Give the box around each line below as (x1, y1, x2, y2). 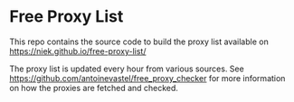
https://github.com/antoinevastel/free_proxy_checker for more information (9, 72, 286, 83)
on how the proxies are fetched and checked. (9, 82, 179, 93)
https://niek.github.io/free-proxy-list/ (9, 45, 147, 56)
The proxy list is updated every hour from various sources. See (9, 63, 244, 74)
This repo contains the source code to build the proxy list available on (9, 36, 269, 47)
